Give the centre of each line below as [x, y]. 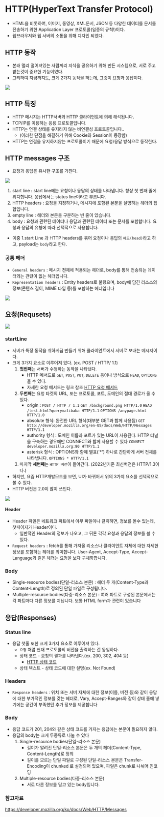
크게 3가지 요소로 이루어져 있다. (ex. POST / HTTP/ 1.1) [65, 363]
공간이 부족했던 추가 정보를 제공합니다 [61, 705]
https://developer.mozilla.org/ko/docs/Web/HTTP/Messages [66, 809]
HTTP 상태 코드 [42, 662]
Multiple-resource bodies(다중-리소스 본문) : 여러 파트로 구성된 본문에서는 [84, 595]
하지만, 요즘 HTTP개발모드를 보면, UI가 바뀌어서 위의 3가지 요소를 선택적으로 [85, 476]
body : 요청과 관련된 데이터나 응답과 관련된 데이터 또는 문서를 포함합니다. [82, 221]
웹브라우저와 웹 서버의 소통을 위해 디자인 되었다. [58, 35]
